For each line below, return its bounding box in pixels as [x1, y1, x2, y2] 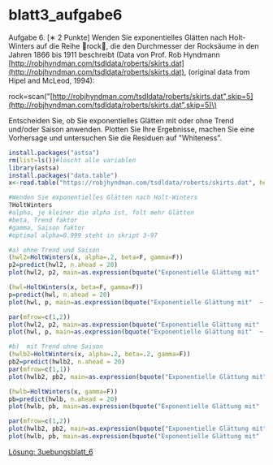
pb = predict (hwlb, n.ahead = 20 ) [8, 395, 118, 403]
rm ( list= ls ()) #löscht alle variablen [8, 156, 136, 164]
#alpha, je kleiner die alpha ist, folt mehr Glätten [8, 209, 195, 217]
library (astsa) [8, 164, 60, 172]
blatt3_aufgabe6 [8, 6, 123, 24]
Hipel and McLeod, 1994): [8, 75, 95, 85]
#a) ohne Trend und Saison [8, 246, 100, 254]
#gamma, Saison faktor [8, 223, 85, 232]
